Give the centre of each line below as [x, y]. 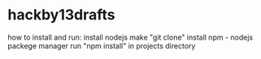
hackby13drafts [61, 15]
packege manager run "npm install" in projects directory [102, 45]
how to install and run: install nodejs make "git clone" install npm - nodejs [130, 37]
